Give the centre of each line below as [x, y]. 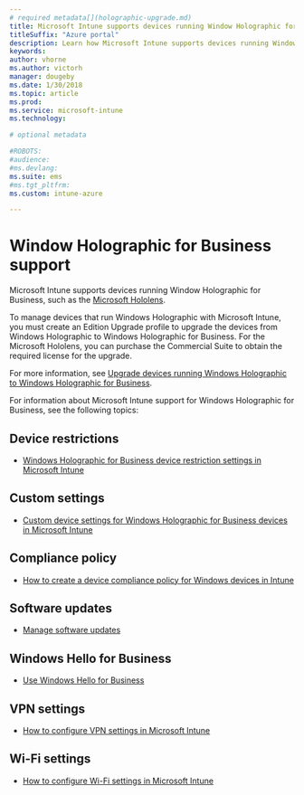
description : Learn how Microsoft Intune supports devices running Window [153, 43]
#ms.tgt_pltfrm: [40, 185]
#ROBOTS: [26, 151]
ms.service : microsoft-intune [66, 110]
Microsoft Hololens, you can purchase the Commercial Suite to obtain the [146, 346]
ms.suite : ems [36, 176]
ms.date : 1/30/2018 [46, 85]
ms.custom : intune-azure [56, 194]
